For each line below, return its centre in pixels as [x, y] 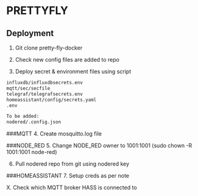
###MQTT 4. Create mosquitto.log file [54, 134]
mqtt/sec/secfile [28, 88]
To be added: [23, 117]
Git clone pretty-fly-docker [49, 48]
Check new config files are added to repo [67, 60]
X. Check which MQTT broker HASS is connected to [72, 187]
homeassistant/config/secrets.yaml [51, 100]
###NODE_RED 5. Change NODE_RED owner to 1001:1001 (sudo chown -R [99, 146]
